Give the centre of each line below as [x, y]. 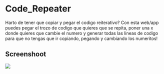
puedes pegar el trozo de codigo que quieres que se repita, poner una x [79, 27]
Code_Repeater [38, 9]
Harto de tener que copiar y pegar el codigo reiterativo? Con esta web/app [82, 22]
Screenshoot [26, 54]
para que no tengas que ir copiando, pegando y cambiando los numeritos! [81, 38]
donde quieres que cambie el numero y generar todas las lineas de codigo [82, 33]
